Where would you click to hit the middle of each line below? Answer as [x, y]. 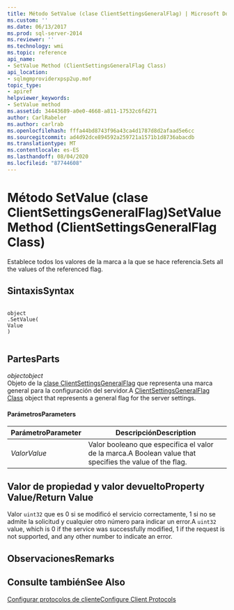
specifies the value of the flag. [138, 462]
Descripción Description [156, 433]
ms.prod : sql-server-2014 [45, 33]
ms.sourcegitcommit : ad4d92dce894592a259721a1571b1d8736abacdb [101, 137]
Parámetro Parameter [46, 433]
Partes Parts [34, 359]
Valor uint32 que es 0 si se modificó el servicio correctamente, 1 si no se [111, 514]
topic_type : [24, 85]
